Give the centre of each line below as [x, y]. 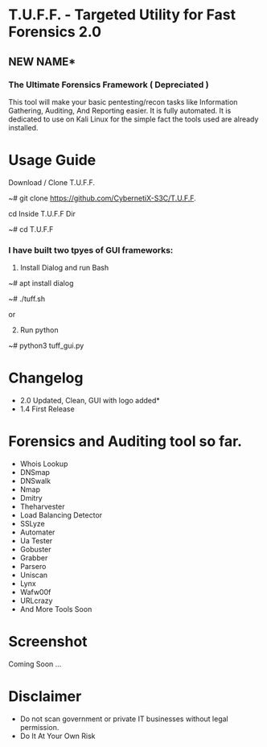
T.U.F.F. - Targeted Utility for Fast [122, 15]
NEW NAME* [42, 62]
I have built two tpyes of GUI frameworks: [91, 250]
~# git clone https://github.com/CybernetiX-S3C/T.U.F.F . [103, 198]
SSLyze [33, 523]
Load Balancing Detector [61, 515]
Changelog [46, 378]
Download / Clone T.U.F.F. [51, 182]
